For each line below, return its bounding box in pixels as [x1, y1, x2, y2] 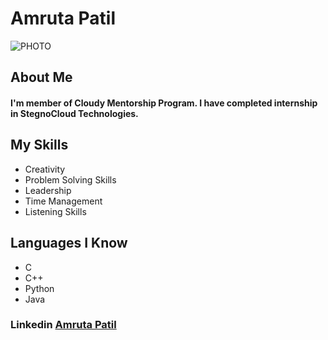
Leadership [24, 184, 72, 196]
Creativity [24, 163, 66, 175]
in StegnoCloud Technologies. [10, 107, 139, 119]
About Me [10, 69, 73, 86]
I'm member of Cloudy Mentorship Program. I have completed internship [10, 97, 318, 109]
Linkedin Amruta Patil [10, 318, 117, 332]
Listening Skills [24, 205, 87, 217]
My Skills [10, 137, 69, 154]
